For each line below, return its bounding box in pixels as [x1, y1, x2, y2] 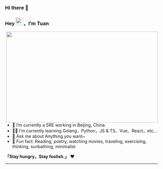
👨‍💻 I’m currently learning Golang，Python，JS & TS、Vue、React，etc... [12, 128, 158, 134]
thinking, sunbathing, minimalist [12, 144, 76, 150]
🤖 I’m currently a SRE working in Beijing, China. [12, 122, 106, 128]
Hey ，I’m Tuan [5, 20, 49, 27]
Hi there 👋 [5, 4, 29, 11]
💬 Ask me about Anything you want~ [12, 133, 85, 139]
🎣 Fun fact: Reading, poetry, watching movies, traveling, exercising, [12, 138, 147, 144]
